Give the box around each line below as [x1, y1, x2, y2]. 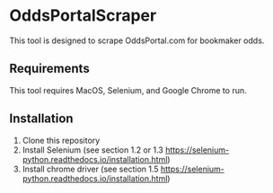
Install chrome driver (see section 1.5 [22, 163, 159, 174]
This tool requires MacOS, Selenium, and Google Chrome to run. [9, 84, 247, 95]
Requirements [9, 61, 90, 76]
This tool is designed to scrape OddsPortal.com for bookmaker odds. [9, 35, 265, 46]
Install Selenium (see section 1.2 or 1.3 [22, 145, 163, 155]
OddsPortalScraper [9, 5, 157, 26]
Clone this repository [22, 135, 101, 145]
